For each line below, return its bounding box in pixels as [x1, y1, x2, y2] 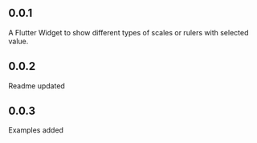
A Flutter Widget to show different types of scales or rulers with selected [8, 27, 249, 37]
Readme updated [8, 80, 66, 91]
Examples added [8, 125, 64, 135]
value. [8, 36, 29, 46]
